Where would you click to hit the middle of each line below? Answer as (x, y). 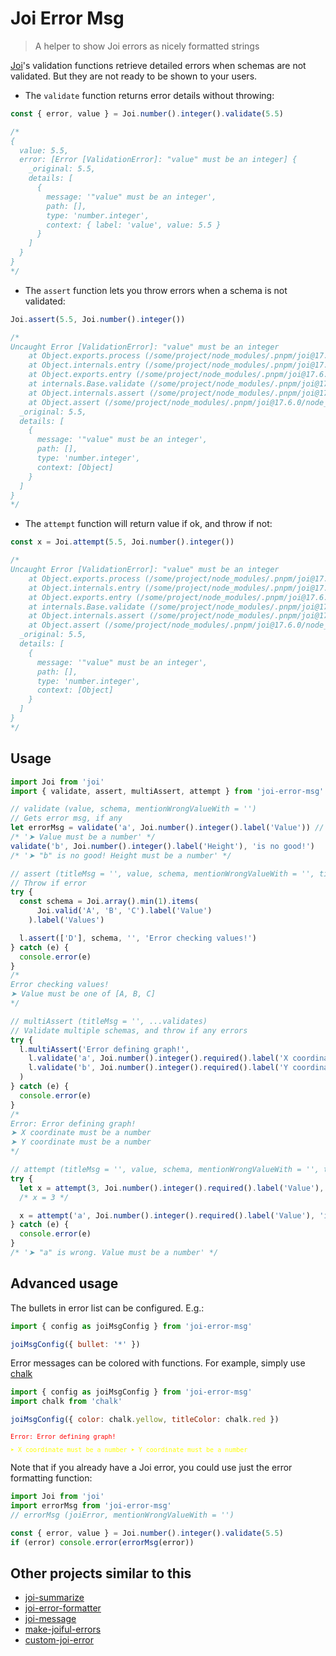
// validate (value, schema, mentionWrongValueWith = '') (133, 809)
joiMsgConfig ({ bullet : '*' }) (75, 1344)
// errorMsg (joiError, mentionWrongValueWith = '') (122, 1515)
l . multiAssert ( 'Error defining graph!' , (104, 1049)
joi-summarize (54, 1598)
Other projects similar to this (101, 1573)
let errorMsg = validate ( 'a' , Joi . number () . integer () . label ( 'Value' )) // (167, 828)
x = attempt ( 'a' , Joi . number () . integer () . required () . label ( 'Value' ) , (167, 1215)
